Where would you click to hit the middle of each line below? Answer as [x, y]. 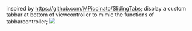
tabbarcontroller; [27, 22]
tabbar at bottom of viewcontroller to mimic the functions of [80, 15]
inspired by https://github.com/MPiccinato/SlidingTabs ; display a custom [96, 8]
